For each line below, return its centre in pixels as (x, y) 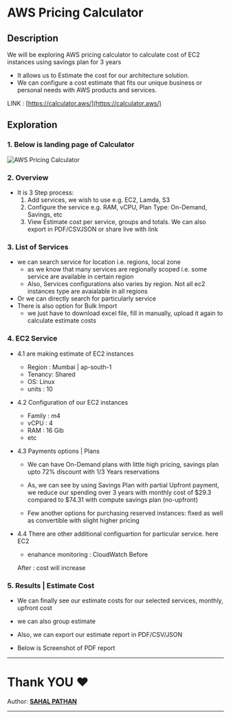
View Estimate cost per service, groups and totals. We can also (117, 221)
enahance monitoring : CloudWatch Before (88, 554)
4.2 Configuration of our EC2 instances (73, 402)
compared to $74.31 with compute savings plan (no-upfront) (112, 499)
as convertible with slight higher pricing (83, 520)
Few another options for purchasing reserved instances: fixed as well (125, 513)
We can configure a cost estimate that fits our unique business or (110, 83)
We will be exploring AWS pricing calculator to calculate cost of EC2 (104, 54)
